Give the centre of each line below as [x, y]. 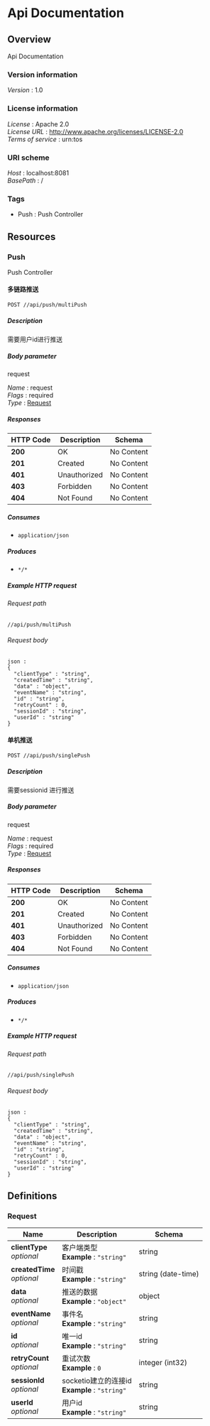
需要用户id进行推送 [35, 339]
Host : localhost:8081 [38, 172]
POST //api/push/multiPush [47, 305]
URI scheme [28, 158]
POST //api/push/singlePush [49, 755]
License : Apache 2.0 [38, 124]
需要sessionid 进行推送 [41, 790]
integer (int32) [163, 1363]
